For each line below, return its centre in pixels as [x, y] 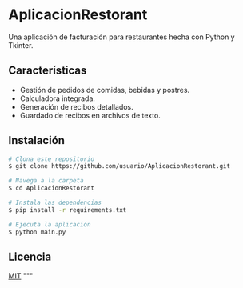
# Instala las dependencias [55, 203]
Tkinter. [21, 45]
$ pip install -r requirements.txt [68, 210]
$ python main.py [37, 232]
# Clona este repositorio [51, 159]
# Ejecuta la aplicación [50, 224]
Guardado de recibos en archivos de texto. [90, 115]
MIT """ [21, 276]
